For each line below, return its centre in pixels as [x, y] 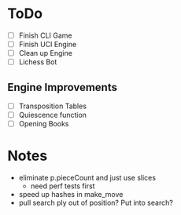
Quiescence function [53, 115]
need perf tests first [63, 186]
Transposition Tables [53, 106]
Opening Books [44, 124]
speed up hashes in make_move [71, 195]
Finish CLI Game [45, 35]
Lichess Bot [38, 62]
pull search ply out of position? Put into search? [96, 203]
